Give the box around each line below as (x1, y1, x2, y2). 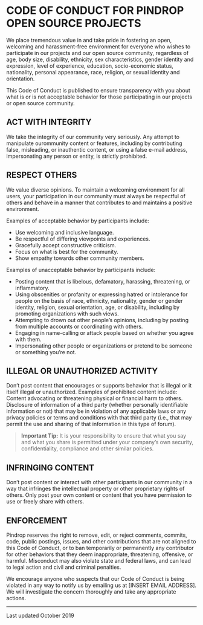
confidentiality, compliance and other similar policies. (21, 445, 154, 452)
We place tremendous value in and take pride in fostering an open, (6, 36, 172, 44)
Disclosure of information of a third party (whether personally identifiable (6, 401, 188, 409)
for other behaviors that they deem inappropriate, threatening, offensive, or (6, 551, 193, 558)
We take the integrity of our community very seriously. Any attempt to (6, 133, 180, 140)
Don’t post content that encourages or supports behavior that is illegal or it (6, 382, 192, 389)
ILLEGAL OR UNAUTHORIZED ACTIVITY (6, 366, 158, 376)
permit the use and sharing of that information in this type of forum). (6, 421, 176, 428)
